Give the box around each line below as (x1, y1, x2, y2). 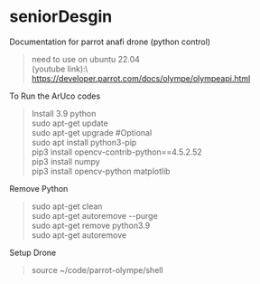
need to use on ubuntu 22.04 (31, 53, 140, 64)
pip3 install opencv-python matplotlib (31, 166, 171, 176)
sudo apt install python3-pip (31, 137, 137, 147)
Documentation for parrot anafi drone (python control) (9, 36, 210, 47)
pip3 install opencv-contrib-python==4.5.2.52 (31, 147, 203, 157)
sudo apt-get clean (31, 201, 103, 212)
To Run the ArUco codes (9, 90, 101, 101)
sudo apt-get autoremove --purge (31, 210, 158, 221)
